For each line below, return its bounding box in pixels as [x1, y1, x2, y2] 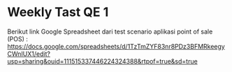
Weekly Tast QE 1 [7, 4, 109, 20]
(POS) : [7, 34, 28, 43]
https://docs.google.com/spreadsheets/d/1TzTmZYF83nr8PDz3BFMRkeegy [7, 42, 225, 50]
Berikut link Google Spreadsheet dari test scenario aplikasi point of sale [7, 27, 213, 36]
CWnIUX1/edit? [7, 50, 51, 58]
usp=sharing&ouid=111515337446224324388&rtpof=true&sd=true [7, 57, 198, 65]
